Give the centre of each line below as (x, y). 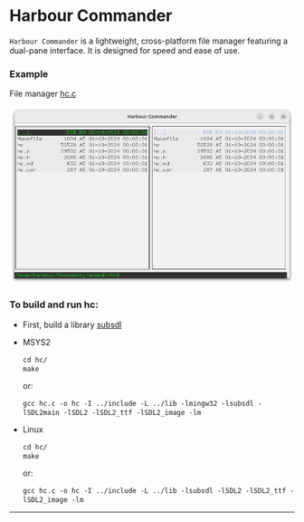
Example (29, 73)
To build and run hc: (54, 304)
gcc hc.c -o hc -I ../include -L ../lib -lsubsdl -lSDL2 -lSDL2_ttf (154, 490)
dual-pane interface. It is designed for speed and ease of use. (125, 50)
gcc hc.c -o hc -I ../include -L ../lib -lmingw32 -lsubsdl (138, 403)
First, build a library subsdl (72, 324)
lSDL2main (41, 412)
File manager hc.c (43, 94)
